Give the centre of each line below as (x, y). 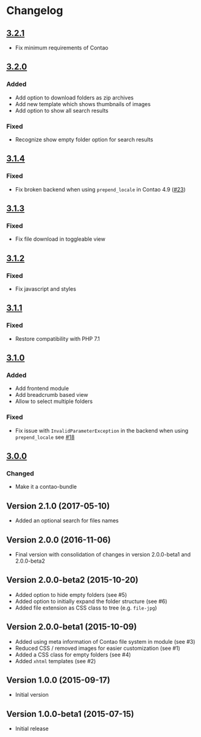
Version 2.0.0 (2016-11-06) (59, 540)
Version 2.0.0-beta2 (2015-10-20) (72, 580)
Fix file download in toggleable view (60, 239)
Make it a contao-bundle (46, 487)
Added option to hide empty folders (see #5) (71, 594)
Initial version (32, 695)
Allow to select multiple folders (54, 401)
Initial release (32, 728)
